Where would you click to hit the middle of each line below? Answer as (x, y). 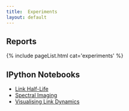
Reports (22, 41)
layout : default (26, 17)
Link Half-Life (32, 89)
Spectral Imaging (36, 95)
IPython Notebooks (43, 74)
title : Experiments (32, 12)
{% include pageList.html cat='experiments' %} (65, 56)
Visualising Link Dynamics (47, 101)
